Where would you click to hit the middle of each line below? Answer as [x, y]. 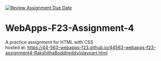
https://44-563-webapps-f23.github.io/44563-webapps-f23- [91, 47]
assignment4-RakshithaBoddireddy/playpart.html [56, 52]
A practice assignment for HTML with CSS [49, 42]
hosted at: [16, 47]
